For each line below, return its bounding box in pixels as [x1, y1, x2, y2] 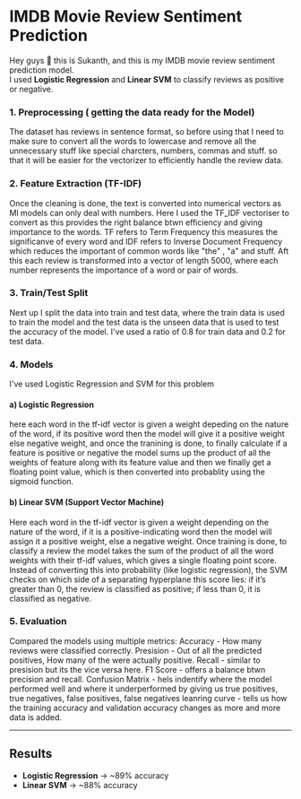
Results [9, 746, 53, 761]
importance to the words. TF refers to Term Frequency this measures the [9, 226, 278, 237]
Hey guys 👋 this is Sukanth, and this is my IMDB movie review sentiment [9, 55, 276, 65]
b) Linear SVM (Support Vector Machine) [9, 496, 164, 508]
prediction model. [9, 65, 74, 75]
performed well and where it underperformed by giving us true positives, [9, 683, 278, 694]
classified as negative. [9, 593, 92, 604]
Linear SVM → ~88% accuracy [21, 779, 138, 790]
